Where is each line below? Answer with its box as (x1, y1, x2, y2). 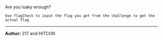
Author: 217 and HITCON (5, 31, 55, 36)
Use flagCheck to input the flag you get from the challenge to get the (5, 13, 155, 18)
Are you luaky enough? (5, 4, 51, 10)
